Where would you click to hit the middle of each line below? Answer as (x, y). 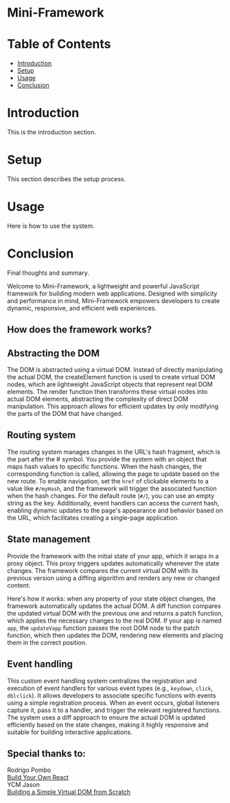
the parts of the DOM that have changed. (65, 414)
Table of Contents (59, 44)
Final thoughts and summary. (48, 273)
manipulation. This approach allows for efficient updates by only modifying (113, 406)
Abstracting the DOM (54, 353)
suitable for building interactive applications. (70, 732)
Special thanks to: (46, 753)
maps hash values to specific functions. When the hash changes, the (105, 466)
